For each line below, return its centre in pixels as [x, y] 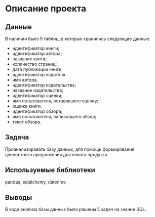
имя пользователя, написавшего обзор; [54, 116]
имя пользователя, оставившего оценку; [55, 101]
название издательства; [38, 90]
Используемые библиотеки [50, 170]
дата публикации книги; [38, 69]
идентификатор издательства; [44, 85]
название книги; [29, 59]
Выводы [19, 197]
